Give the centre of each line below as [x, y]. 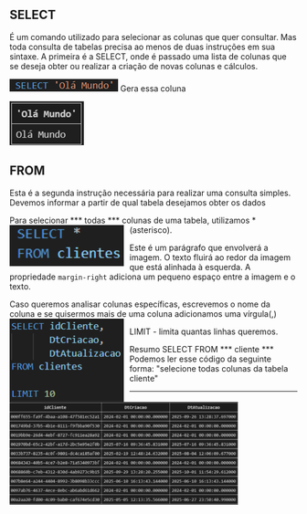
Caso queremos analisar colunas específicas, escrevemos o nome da [140, 304]
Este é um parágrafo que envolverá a [199, 247]
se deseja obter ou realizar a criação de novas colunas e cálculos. [134, 66]
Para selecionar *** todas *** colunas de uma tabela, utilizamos [130, 220]
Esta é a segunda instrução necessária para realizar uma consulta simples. [150, 193]
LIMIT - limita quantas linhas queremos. [204, 331]
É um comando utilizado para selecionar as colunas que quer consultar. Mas [153, 37]
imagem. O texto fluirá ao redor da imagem [210, 257]
